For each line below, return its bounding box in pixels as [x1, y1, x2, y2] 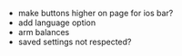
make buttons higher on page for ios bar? [17, 8, 174, 18]
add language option [17, 17, 96, 28]
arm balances [17, 27, 70, 37]
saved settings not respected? [17, 36, 132, 47]
